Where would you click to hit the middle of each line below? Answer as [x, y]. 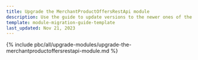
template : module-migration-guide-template [61, 22]
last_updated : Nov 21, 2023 [41, 28]
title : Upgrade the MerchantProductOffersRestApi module [78, 11]
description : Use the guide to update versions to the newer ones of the [99, 17]
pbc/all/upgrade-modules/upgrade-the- [83, 45]
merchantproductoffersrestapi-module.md [58, 51]
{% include [20, 45]
